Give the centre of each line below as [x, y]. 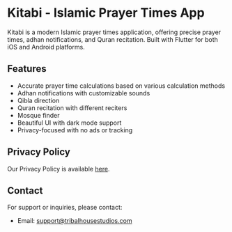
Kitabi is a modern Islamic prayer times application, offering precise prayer [114, 32]
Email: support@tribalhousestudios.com [75, 221]
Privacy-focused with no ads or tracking [75, 130]
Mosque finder [39, 115]
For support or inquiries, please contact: [65, 208]
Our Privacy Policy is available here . [59, 169]
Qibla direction [38, 100]
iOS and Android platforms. [46, 47]
